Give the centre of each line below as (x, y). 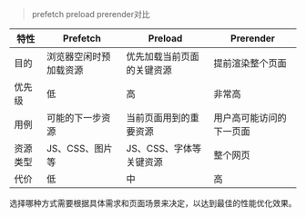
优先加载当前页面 (163, 56)
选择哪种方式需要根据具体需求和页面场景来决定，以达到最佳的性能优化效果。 (153, 203)
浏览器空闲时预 (79, 56)
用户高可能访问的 (250, 118)
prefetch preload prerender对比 (91, 14)
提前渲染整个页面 (250, 63)
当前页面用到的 (158, 118)
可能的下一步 (74, 118)
